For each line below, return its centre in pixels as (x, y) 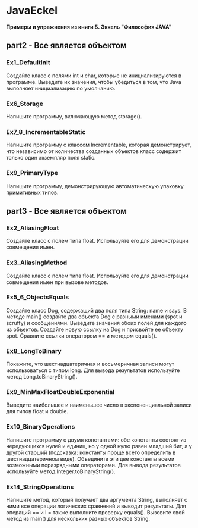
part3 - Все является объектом (67, 211)
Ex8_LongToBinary (34, 351)
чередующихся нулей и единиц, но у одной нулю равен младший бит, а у (99, 446)
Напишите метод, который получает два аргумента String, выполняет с (97, 499)
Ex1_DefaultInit (28, 63)
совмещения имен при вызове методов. (57, 282)
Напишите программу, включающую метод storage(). (74, 116)
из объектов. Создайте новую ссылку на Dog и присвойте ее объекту (95, 329)
